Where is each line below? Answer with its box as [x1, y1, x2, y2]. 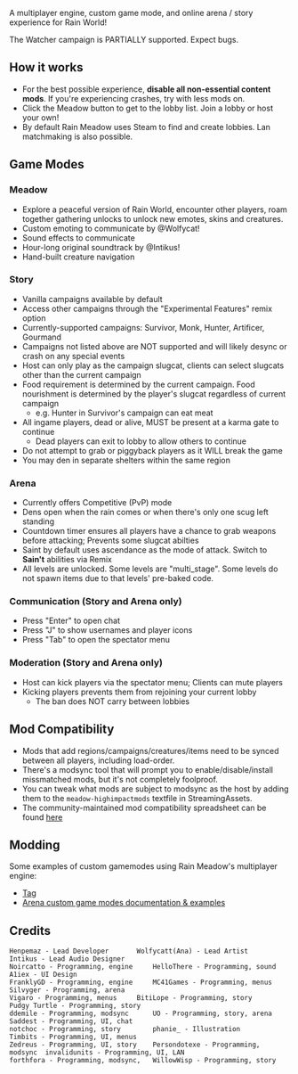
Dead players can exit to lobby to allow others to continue [35, 436, 247, 447]
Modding [9, 837, 60, 852]
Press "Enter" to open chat [21, 615, 121, 627]
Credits [9, 922, 52, 939]
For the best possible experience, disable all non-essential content [21, 84, 271, 94]
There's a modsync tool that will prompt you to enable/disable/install [21, 764, 274, 775]
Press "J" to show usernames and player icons [21, 625, 193, 635]
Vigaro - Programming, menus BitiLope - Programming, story [9, 994, 253, 1003]
